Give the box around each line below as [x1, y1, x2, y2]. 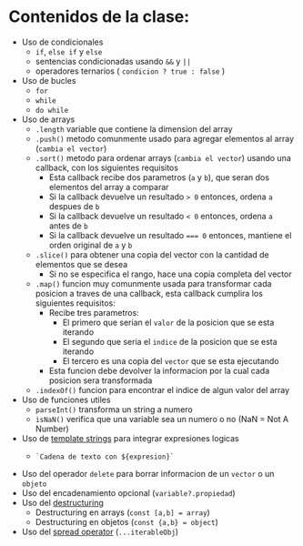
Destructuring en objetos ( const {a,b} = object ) [35, 516, 219, 527]
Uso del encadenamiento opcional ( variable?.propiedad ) [21, 487, 236, 498]
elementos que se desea [35, 258, 128, 269]
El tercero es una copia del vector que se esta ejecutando [62, 355, 279, 366]
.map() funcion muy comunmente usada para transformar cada [35, 278, 272, 288]
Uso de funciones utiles [21, 394, 111, 405]
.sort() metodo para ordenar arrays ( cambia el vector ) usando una [35, 152, 292, 163]
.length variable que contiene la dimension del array [35, 123, 233, 134]
